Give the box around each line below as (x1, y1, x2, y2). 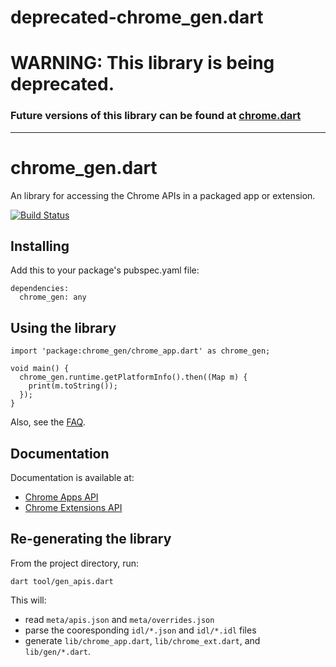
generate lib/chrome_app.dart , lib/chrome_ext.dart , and (24, 634, 261, 646)
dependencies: (10, 284, 70, 294)
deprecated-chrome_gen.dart (10, 6, 264, 29)
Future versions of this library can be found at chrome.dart (10, 109, 302, 123)
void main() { (10, 364, 70, 374)
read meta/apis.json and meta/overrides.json (24, 613, 215, 625)
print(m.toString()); (28, 381, 118, 391)
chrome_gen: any (19, 292, 87, 303)
